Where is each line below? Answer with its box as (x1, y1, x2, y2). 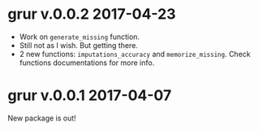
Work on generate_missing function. (19, 32, 140, 41)
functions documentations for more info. (19, 58, 155, 68)
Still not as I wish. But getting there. (19, 40, 139, 50)
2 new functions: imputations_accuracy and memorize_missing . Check (19, 49, 251, 59)
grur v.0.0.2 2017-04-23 (7, 5, 176, 24)
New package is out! (7, 113, 76, 123)
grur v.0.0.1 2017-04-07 (7, 86, 172, 105)
